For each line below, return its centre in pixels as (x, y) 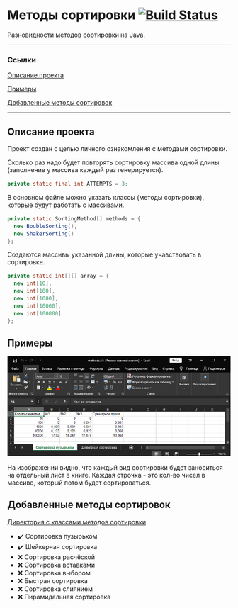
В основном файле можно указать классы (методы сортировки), (106, 197)
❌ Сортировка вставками (56, 565)
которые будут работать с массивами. (66, 205)
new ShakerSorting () (44, 234)
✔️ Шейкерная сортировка (57, 546)
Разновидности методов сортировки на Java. (76, 35)
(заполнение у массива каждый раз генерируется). (85, 170)
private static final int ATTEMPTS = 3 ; (68, 184)
